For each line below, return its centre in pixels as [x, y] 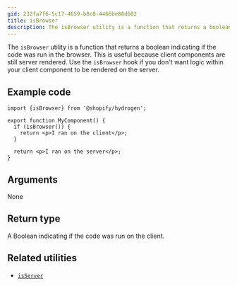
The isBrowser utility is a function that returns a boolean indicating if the [112, 47]
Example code [39, 92]
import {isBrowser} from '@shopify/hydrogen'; [77, 108]
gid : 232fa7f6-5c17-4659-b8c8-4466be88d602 [72, 14]
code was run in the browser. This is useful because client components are [116, 55]
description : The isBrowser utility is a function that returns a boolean [120, 27]
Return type [34, 219]
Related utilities [42, 258]
